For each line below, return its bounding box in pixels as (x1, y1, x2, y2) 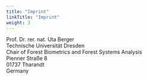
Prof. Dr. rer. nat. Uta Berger (6, 36, 74, 43)
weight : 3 (6, 20, 31, 25)
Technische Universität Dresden (6, 42, 85, 49)
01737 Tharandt (6, 61, 45, 68)
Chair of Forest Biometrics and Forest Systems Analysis (6, 49, 143, 56)
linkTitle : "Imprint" (6, 14, 60, 20)
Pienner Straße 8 (6, 55, 48, 62)
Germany (6, 68, 29, 75)
